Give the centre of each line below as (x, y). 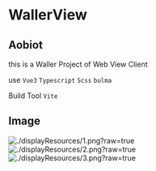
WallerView (48, 15)
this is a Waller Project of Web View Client (78, 64)
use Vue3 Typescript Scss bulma (60, 80)
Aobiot (25, 45)
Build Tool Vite (33, 96)
